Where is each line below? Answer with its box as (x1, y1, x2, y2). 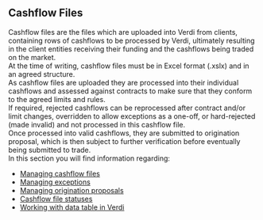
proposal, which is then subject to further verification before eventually (8, 136, 241, 146)
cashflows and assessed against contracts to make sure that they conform (8, 86, 253, 96)
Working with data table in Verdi (19, 202, 125, 212)
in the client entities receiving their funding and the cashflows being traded (8, 44, 254, 54)
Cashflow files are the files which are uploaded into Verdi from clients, (8, 27, 238, 36)
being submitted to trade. (8, 145, 91, 154)
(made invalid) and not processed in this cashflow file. (8, 119, 185, 129)
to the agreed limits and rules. (8, 94, 106, 104)
